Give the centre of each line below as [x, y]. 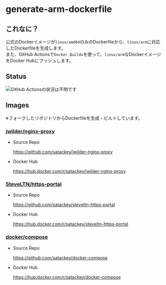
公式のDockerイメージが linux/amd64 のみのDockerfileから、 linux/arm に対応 [83, 42]
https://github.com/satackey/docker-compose [60, 257]
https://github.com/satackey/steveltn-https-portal [64, 205]
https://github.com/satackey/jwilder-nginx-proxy [63, 151]
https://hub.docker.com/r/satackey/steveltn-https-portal [71, 224]
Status [16, 77]
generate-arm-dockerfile [59, 9]
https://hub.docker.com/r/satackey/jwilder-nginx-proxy [69, 171]
